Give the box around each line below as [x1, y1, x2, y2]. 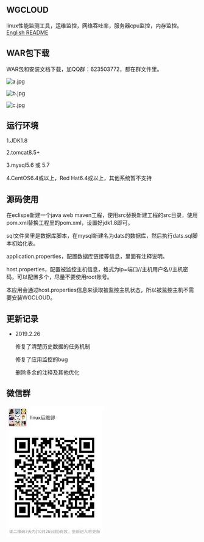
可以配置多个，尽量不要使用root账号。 [16, 273, 113, 280]
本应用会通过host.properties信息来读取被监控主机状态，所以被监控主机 [6, 287, 184, 294]
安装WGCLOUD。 [11, 294, 56, 301]
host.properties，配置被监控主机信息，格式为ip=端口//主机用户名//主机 [6, 266, 183, 273]
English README [6, 29, 49, 36]
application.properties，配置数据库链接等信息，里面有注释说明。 [6, 253, 169, 260]
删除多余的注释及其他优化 [15, 369, 80, 376]
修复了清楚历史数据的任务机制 [15, 343, 90, 350]
